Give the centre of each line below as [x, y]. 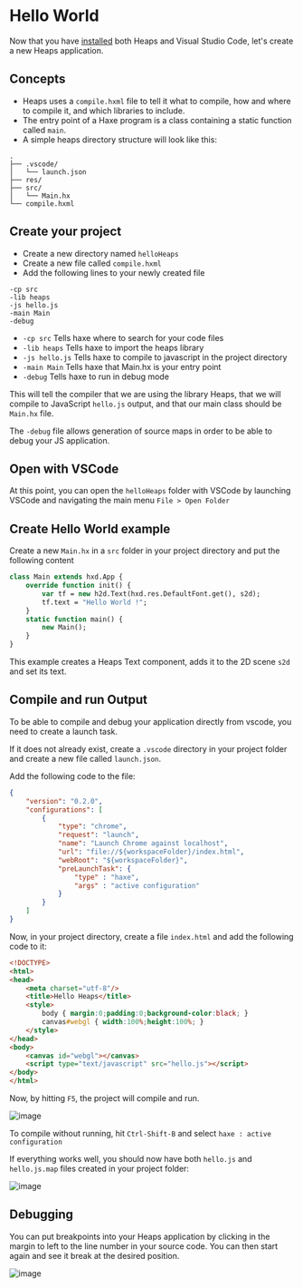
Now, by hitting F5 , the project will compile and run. [104, 1098]
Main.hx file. [32, 413]
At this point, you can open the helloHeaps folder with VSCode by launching [150, 491]
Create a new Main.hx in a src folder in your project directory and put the [145, 551]
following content [42, 561]
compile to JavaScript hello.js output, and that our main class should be [146, 404]
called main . [44, 130]
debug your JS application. [60, 440]
